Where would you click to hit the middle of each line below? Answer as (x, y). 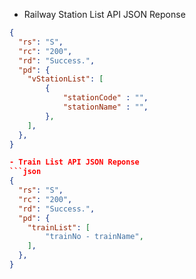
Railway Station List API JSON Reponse (104, 14)
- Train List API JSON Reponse (74, 162)
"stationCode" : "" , (105, 98)
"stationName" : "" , (105, 107)
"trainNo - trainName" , (94, 237)
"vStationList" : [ (65, 79)
